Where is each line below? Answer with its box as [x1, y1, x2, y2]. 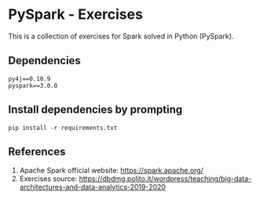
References [8, 145, 66, 158]
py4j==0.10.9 [8, 74, 51, 83]
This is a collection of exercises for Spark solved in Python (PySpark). [8, 31, 234, 41]
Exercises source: [19, 174, 78, 183]
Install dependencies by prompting [8, 103, 183, 117]
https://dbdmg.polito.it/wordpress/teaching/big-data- [79, 174, 252, 183]
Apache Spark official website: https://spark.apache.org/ [19, 166, 204, 175]
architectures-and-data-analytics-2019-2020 [19, 183, 167, 192]
